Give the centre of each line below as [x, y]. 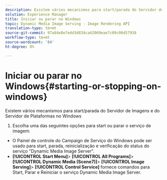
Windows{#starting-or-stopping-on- [83, 86]
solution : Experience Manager [37, 14]
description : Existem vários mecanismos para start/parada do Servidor [81, 10]
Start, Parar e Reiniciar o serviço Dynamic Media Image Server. [77, 172]
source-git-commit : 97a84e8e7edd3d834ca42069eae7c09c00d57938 [71, 33]
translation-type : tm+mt [31, 28]
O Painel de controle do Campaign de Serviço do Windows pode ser [82, 140]
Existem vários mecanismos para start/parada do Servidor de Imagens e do [83, 110]
